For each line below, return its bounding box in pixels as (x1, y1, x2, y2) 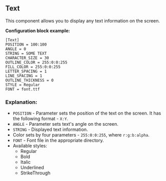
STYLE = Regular (5, 82, 40, 87)
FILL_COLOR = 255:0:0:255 (5, 64, 60, 70)
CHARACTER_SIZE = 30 (5, 55, 50, 60)
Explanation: (5, 98, 37, 105)
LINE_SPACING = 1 (5, 73, 43, 78)
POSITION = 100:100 (5, 42, 47, 47)
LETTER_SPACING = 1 (5, 69, 47, 74)
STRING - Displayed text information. (12, 126, 88, 132)
